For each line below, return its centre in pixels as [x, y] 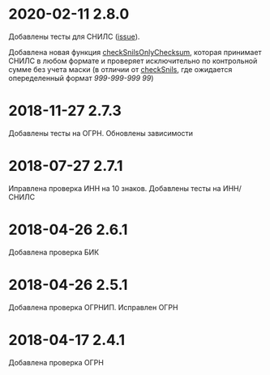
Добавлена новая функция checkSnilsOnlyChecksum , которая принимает [135, 52]
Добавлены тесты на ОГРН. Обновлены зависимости [101, 133]
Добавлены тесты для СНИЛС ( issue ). [74, 36]
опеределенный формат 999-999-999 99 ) [81, 78]
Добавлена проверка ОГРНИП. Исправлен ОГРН [93, 307]
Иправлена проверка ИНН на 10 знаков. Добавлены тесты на [115, 188]
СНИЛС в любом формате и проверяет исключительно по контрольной [133, 61]
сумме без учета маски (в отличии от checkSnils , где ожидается [120, 69]
